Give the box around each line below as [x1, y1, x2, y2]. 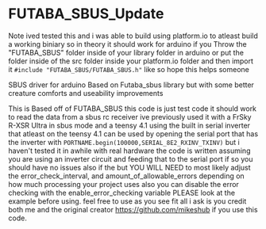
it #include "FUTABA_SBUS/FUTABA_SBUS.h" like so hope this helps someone [8, 64, 250, 74]
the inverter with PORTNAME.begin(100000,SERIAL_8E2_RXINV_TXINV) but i [8, 137, 240, 147]
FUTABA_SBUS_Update [8, 5, 164, 23]
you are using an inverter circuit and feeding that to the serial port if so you [8, 154, 253, 163]
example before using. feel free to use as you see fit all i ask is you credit [8, 196, 247, 206]
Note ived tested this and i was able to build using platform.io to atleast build [8, 31, 258, 40]
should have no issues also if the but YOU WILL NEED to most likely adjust [8, 162, 252, 172]
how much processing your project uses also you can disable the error [8, 179, 240, 189]
